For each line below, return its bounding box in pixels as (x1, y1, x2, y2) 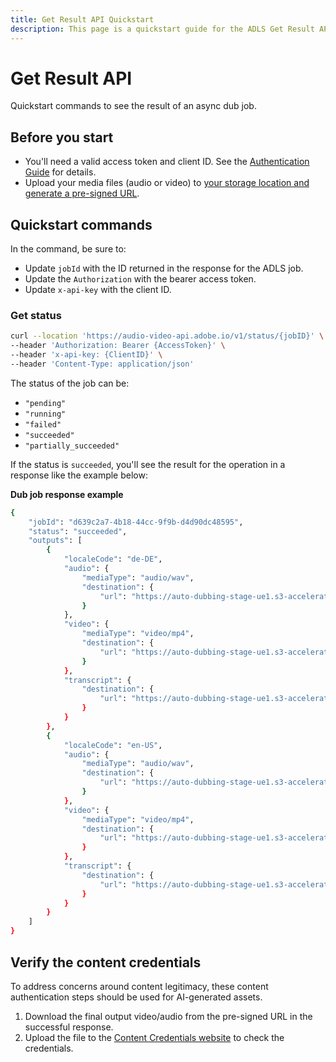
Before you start (10, 129, 114, 146)
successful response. (24, 1021, 114, 1033)
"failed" (24, 419, 62, 430)
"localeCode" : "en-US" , (63, 740, 163, 750)
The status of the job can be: (10, 377, 130, 389)
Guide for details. (24, 166, 97, 178)
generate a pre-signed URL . (24, 187, 140, 200)
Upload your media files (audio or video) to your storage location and (24, 177, 310, 189)
